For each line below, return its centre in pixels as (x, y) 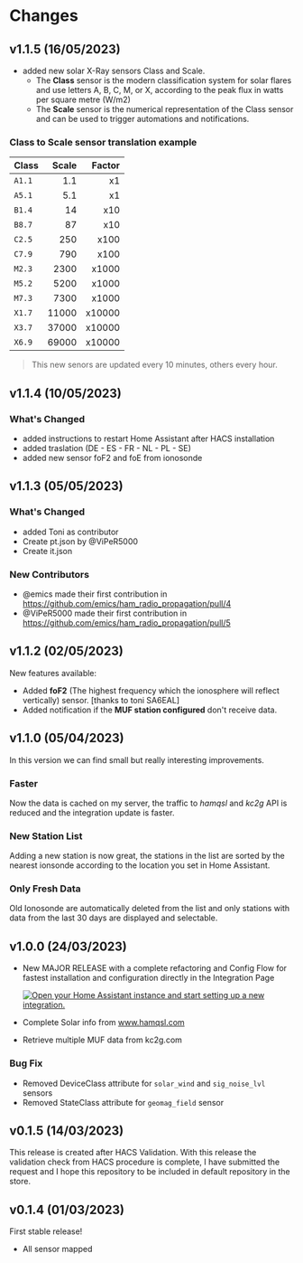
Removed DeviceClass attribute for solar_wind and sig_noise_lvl (144, 1083)
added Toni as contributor (70, 532)
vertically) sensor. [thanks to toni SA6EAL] (101, 700)
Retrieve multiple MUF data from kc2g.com (102, 1040)
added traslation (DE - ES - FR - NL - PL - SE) (107, 448)
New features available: (53, 673)
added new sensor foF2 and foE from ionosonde (112, 457)
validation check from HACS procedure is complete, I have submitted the (145, 1162)
